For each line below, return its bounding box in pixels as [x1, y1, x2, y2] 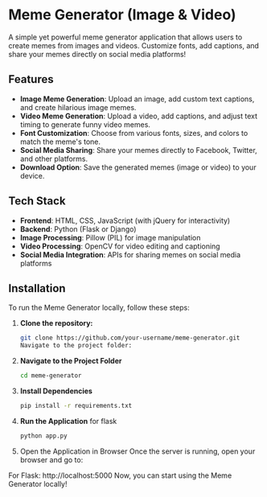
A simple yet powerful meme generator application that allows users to [8, 32, 243, 42]
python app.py [19, 432, 68, 440]
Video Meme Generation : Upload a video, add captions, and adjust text [19, 111, 258, 121]
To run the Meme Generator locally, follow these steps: [8, 303, 191, 313]
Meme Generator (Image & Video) [8, 6, 236, 24]
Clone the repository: [19, 318, 93, 328]
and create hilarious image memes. [19, 102, 137, 112]
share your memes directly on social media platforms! [8, 49, 187, 59]
